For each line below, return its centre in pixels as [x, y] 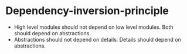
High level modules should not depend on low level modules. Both [93, 27]
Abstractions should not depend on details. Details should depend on [97, 39]
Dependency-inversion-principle [87, 11]
